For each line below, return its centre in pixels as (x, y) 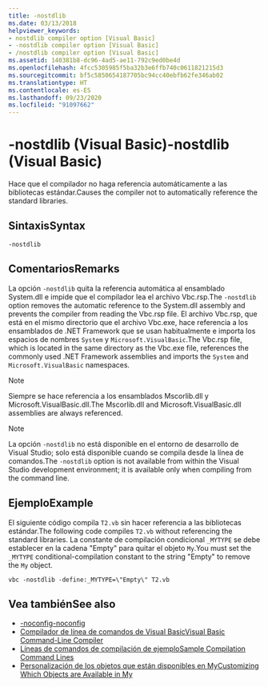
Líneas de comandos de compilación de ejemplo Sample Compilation (133, 649)
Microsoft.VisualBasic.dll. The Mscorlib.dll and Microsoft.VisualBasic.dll (125, 404)
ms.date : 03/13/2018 (43, 23)
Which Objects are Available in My (76, 674)
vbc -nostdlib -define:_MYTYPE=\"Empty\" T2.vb (89, 580)
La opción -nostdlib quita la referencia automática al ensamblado (117, 288)
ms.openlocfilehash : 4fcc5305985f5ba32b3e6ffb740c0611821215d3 (116, 68)
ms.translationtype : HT (48, 82)
